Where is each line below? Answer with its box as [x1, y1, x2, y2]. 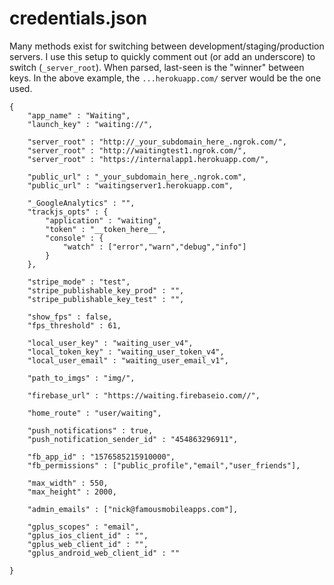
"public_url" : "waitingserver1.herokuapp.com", [27, 180, 234, 191]
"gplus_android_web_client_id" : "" [27, 548, 181, 558]
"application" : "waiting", [45, 215, 162, 226]
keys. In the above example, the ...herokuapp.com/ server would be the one [9, 72, 322, 84]
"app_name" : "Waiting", [27, 110, 131, 121]
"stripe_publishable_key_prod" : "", [27, 285, 185, 296]
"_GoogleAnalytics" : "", [27, 198, 136, 208]
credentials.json [9, 7, 148, 30]
